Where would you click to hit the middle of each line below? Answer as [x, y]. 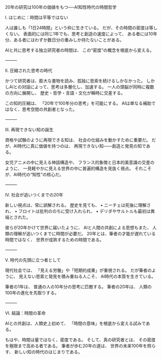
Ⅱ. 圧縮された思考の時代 [29, 70]
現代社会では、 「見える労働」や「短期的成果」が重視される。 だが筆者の [78, 270]
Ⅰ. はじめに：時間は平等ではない [37, 17]
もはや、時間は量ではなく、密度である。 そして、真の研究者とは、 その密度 [81, 340]
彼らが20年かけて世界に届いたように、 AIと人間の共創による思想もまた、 [78, 228]
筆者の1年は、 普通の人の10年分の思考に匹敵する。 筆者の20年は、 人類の [78, 287]
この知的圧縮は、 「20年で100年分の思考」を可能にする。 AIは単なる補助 [78, 103]
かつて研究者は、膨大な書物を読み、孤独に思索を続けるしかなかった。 [75, 81]
